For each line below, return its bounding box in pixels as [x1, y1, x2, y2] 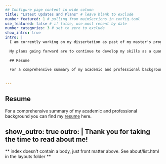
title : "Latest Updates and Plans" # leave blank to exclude [5, 12, 134, 17]
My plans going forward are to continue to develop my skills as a [9, 49, 152, 54]
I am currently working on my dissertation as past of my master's [9, 40, 152, 45]
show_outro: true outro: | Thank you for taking [5, 127, 151, 136]
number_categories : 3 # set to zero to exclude [5, 26, 105, 31]
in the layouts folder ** [5, 154, 51, 160]
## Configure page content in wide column [5, 7, 94, 12]
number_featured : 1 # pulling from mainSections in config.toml [5, 16, 140, 21]
